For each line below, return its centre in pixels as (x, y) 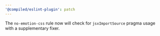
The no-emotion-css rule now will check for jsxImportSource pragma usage (80, 23)
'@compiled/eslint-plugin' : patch (40, 9)
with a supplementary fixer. (32, 28)
